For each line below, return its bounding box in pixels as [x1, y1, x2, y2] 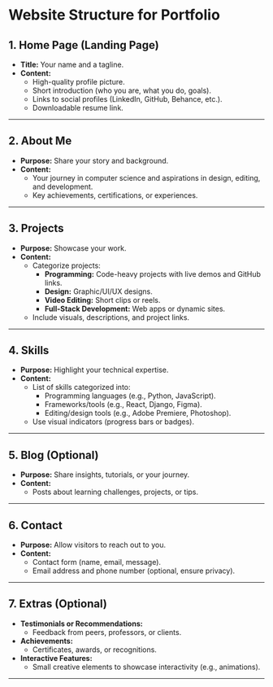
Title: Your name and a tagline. [19, 59, 124, 69]
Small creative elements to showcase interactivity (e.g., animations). [32, 662, 261, 672]
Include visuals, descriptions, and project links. [32, 312, 189, 322]
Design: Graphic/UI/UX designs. [44, 287, 153, 296]
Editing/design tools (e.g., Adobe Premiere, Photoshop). [44, 409, 232, 418]
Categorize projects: [32, 260, 102, 270]
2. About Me [8, 134, 72, 148]
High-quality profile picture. [32, 77, 125, 86]
